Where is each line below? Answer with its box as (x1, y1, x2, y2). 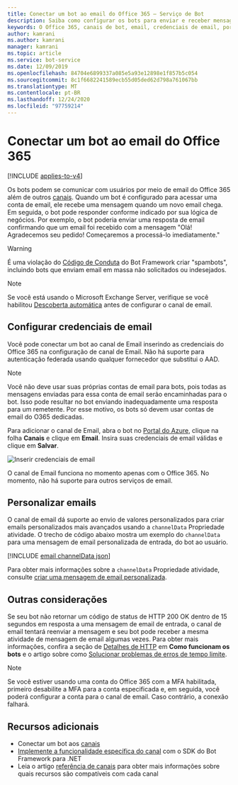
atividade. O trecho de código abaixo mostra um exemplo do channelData (7, 531, 221, 539)
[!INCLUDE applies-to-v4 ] (7, 171, 83, 180)
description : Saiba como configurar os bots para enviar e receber (7, 17, 211, 24)
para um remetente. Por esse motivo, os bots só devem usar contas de (7, 405, 214, 413)
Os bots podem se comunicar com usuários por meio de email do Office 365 (7, 185, 231, 193)
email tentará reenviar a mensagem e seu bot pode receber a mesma (7, 628, 209, 636)
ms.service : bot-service (7, 57, 81, 64)
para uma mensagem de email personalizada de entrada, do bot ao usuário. (7, 538, 229, 546)
